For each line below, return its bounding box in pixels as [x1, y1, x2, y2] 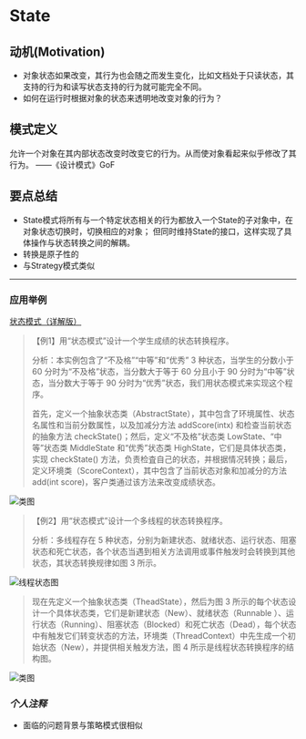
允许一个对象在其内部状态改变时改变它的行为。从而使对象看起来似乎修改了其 [9, 148, 297, 159]
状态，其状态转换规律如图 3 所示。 [31, 557, 162, 568]
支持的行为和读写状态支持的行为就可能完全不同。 [22, 81, 207, 92]
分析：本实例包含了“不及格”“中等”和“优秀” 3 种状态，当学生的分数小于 [31, 354, 294, 365]
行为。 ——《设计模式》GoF [9, 159, 116, 169]
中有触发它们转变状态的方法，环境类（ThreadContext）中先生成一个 [31, 630, 289, 641]
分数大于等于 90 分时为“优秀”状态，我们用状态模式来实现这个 [56, 377, 285, 388]
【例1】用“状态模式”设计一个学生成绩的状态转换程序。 [31, 334, 234, 346]
